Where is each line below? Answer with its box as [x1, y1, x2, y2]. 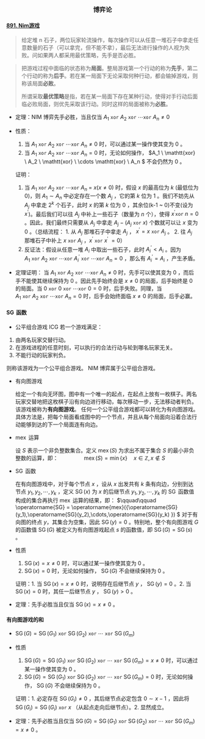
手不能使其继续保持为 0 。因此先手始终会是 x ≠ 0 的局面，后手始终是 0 [15, 277, 193, 285]
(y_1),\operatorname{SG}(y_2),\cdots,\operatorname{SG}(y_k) [15, 511, 170, 518]
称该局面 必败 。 [21, 80, 59, 87]
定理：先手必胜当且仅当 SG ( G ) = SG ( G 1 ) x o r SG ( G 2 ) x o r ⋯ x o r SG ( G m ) [15, 718, 195, 726]
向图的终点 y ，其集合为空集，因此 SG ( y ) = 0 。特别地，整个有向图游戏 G [15, 518, 199, 526]
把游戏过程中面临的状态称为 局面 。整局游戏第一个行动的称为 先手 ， [21, 65, 187, 72]
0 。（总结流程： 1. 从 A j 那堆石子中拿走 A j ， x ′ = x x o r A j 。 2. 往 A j [24, 227, 192, 237]
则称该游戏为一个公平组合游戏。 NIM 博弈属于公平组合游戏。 [6, 365, 159, 372]
